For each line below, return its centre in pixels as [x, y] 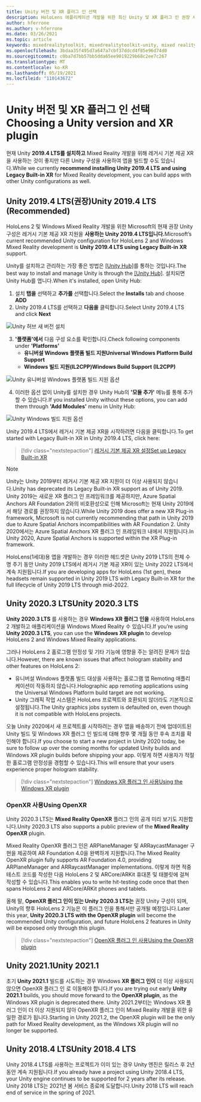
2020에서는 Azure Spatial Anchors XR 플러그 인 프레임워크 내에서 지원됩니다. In [100, 531]
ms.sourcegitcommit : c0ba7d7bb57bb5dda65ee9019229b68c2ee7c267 [87, 56]
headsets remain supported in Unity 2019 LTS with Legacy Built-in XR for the [100, 578]
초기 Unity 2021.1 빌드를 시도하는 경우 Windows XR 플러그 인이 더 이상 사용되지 [100, 981]
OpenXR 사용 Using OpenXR [47, 805]
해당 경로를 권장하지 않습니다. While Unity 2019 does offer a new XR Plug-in [103, 511]
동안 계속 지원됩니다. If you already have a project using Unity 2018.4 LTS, [95, 1071]
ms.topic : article [29, 40]
